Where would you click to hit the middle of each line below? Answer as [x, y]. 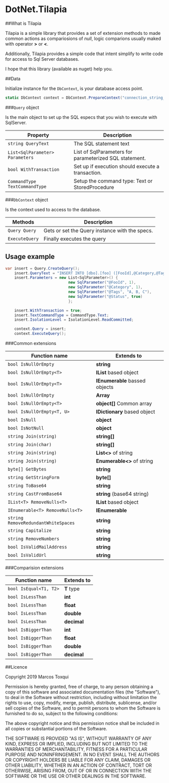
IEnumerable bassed [121, 381]
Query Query [22, 230]
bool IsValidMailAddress [37, 547]
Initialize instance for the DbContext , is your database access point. [74, 88]
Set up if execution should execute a [117, 166]
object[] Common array [124, 403]
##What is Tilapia [23, 23]
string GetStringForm [33, 477]
